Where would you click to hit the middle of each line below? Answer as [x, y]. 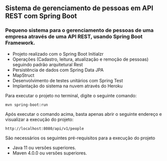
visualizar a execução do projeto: [39, 119]
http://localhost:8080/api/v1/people [45, 128]
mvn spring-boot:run [27, 105]
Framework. [20, 43]
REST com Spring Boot [41, 16]
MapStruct [23, 75]
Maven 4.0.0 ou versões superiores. [50, 153]
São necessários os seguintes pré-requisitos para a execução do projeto [80, 138]
